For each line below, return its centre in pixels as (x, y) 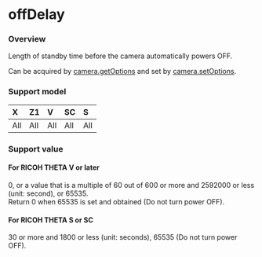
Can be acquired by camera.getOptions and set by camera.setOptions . (122, 72)
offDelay (36, 15)
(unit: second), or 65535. (48, 193)
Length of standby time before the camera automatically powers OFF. (120, 56)
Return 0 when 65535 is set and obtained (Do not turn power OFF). (116, 201)
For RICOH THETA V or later (54, 167)
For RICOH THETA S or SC (51, 220)
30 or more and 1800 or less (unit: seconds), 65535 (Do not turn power (123, 237)
